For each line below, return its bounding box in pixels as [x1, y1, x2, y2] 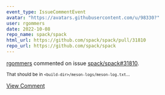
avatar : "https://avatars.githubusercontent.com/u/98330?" [6, 15, 160, 21]
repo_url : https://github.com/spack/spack [6, 43, 116, 49]
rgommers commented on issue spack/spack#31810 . [6, 59, 139, 67]
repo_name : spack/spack [6, 32, 67, 38]
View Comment [6, 82, 45, 89]
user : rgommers [6, 20, 45, 26]
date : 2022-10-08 [6, 26, 51, 32]
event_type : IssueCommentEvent [6, 9, 86, 15]
